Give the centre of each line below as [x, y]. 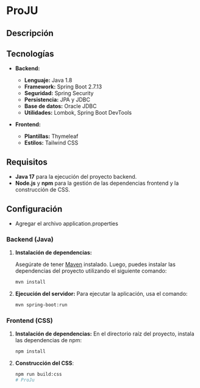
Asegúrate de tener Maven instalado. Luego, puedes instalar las [95, 264]
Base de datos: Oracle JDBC [60, 106]
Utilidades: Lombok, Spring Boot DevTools [78, 113]
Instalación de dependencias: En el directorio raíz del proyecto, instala [105, 334]
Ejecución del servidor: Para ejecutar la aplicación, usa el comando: [101, 294]
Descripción [30, 33]
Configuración [34, 209]
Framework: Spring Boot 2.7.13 [63, 87]
